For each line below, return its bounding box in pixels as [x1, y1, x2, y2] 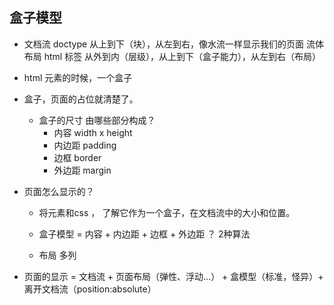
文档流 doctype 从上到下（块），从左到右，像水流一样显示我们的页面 [23, 38, 305, 50]
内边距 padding [53, 139, 117, 151]
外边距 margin [53, 164, 112, 176]
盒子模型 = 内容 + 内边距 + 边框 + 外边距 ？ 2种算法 [38, 228, 251, 240]
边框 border [53, 151, 102, 163]
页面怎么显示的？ [23, 185, 95, 197]
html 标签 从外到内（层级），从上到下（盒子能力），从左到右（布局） [43, 50, 322, 62]
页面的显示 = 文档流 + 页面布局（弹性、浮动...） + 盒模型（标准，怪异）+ [23, 270, 324, 282]
